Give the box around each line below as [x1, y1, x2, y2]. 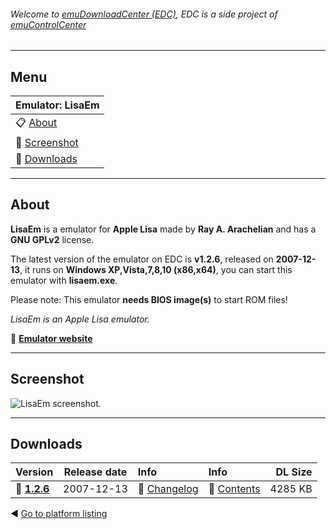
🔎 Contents [208, 482, 261, 496]
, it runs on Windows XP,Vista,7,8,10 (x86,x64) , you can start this [19, 263, 293, 275]
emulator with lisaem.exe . [10, 274, 118, 286]
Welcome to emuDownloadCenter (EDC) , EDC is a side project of [10, 8, 278, 20]
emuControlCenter [10, 18, 87, 30]
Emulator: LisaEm [15, 98, 100, 112]
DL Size [275, 465, 313, 479]
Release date [63, 465, 128, 479]
